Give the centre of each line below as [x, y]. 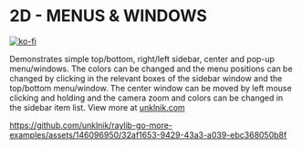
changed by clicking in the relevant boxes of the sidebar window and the [146, 78]
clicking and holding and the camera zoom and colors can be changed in [146, 98]
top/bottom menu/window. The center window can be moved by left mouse [151, 88]
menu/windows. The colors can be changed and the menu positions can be [151, 69]
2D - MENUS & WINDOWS [109, 16]
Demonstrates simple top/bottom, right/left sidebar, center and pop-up [142, 59]
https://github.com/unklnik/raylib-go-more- [91, 125]
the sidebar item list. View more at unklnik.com [97, 107]
